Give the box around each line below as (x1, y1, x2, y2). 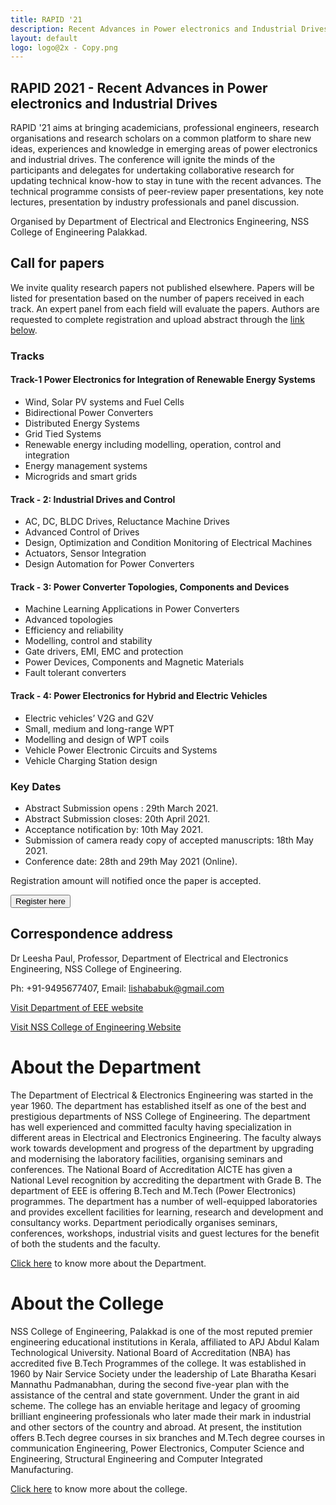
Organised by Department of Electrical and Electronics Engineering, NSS (10, 216, 310, 228)
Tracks (10, 349, 45, 363)
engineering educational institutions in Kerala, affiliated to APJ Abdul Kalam (10, 1336, 320, 1348)
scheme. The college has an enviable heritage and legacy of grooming (10, 1399, 301, 1411)
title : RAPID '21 (10, 14, 83, 25)
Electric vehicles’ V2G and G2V (24, 712, 154, 724)
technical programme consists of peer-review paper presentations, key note (10, 186, 324, 198)
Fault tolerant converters (24, 667, 127, 679)
